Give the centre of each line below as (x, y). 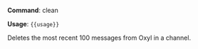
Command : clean (33, 10)
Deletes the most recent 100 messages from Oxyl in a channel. (99, 38)
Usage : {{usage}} (33, 24)
